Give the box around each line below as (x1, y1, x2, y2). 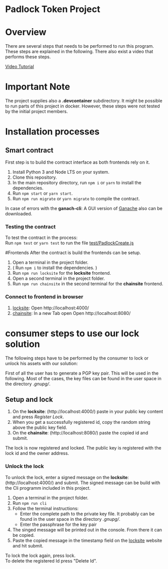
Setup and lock (5, 395, 53, 404)
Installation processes (5, 126, 100, 138)
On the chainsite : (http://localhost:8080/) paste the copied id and (12, 430, 148, 436)
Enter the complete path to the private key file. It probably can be (20, 511, 155, 517)
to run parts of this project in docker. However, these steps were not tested (5, 103, 160, 109)
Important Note (5, 81, 70, 92)
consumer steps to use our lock (5, 327, 139, 339)
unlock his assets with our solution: (5, 360, 78, 366)
